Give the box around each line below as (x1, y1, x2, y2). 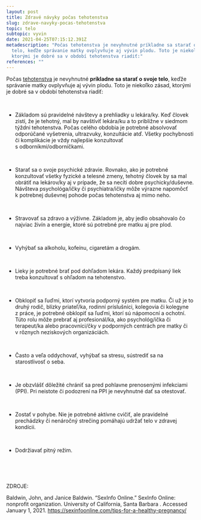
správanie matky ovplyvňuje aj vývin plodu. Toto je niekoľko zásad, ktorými (6, 81, 191, 88)
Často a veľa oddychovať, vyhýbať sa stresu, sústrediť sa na (14, 351, 163, 359)
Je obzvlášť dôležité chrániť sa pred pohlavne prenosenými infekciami (14, 381, 188, 389)
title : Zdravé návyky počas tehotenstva (6, 14, 109, 20)
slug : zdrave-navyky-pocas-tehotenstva (6, 20, 106, 26)
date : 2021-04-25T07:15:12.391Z (6, 36, 87, 42)
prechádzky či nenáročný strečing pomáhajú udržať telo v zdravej (14, 417, 178, 424)
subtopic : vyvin (6, 31, 47, 37)
